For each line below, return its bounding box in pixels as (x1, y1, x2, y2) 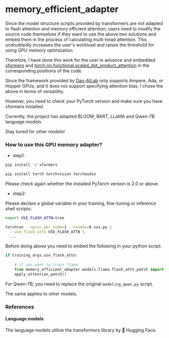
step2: (12, 190, 26, 196)
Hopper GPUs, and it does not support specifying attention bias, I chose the (5, 82, 163, 89)
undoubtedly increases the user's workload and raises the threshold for (5, 41, 154, 48)
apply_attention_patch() (14, 272, 67, 277)
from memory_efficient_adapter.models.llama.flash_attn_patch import (14, 267, 164, 272)
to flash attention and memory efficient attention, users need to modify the (5, 25, 161, 31)
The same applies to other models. (5, 290, 77, 297)
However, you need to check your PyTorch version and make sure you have (5, 98, 163, 104)
